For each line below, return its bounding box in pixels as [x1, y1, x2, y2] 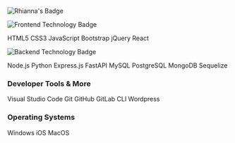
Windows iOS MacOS [7, 128, 70, 137]
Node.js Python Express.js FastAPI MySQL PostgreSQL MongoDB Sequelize [7, 61, 228, 70]
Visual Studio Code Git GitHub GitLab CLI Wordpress [7, 95, 160, 104]
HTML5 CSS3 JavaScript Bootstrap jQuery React [7, 34, 150, 42]
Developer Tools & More [7, 78, 91, 88]
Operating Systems [7, 113, 76, 123]
